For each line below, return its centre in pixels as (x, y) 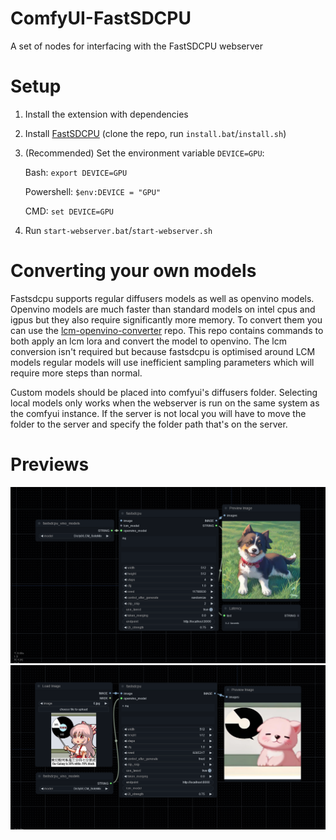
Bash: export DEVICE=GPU (76, 172)
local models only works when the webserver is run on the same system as (165, 403)
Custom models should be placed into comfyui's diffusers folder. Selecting (164, 392)
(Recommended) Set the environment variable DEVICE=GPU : (144, 153)
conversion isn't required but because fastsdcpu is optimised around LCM (163, 351)
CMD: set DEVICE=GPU (69, 211)
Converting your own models (133, 271)
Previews (50, 464)
